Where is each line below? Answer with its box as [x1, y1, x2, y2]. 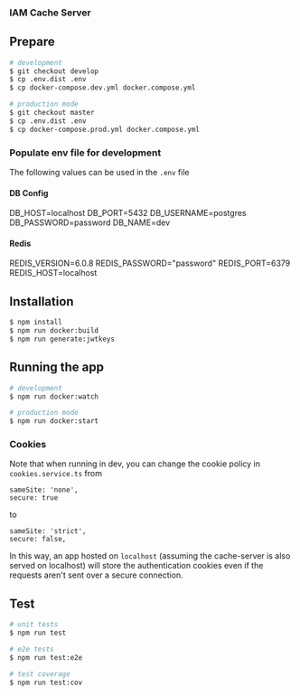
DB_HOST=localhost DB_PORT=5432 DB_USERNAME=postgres [9, 208, 247, 219]
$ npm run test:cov [9, 678, 83, 687]
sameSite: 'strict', [9, 527, 88, 536]
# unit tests [9, 620, 59, 629]
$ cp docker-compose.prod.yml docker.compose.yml [9, 125, 201, 134]
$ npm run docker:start [9, 417, 99, 426]
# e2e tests [9, 644, 54, 654]
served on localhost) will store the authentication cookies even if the [9, 560, 264, 571]
